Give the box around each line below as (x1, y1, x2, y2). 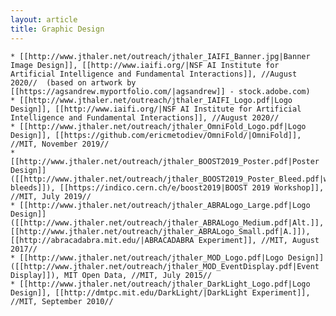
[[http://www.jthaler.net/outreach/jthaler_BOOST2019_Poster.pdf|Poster (10, 156, 320, 166)
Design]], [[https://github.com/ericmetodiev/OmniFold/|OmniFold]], (10, 130, 302, 140)
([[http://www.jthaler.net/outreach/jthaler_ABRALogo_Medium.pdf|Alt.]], (10, 217, 325, 228)
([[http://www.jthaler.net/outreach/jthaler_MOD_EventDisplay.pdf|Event (10, 261, 320, 271)
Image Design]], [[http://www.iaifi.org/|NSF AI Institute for (10, 60, 280, 70)
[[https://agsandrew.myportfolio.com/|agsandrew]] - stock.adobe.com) (10, 86, 311, 96)
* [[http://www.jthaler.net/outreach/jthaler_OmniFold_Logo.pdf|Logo (10, 121, 307, 131)
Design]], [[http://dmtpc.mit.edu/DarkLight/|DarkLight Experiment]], (10, 287, 311, 298)
